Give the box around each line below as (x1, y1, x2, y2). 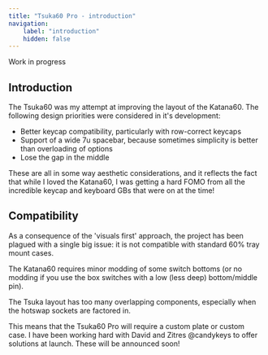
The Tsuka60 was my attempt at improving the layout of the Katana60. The (8, 103, 259, 112)
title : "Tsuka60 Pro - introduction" (8, 11, 136, 20)
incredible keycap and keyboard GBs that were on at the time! (8, 186, 215, 195)
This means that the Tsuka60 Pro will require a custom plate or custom (8, 321, 245, 331)
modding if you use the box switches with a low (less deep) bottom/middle (8, 272, 258, 282)
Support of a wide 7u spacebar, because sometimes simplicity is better (19, 135, 258, 145)
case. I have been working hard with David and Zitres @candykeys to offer (8, 330, 258, 340)
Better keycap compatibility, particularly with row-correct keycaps (19, 127, 242, 137)
